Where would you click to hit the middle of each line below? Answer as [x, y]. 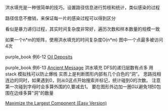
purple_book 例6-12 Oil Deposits [39, 57]
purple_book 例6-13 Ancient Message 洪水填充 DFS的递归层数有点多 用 [79, 68]
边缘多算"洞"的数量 [34, 93]
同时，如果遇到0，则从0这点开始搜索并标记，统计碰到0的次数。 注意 [90, 80]
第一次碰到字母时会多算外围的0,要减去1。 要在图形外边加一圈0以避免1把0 [81, 87]
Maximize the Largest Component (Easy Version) [56, 103]
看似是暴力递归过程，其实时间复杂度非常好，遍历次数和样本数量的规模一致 [82, 29]
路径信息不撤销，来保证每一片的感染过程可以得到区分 [61, 18]
